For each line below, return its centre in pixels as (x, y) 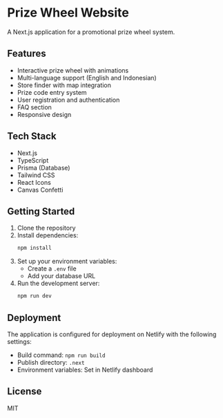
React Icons (34, 182)
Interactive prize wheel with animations (73, 70)
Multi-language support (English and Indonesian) (87, 78)
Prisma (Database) (43, 167)
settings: (20, 341)
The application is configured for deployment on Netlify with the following (112, 334)
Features (27, 54)
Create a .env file (52, 269)
